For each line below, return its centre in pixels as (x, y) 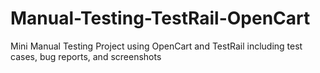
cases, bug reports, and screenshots (86, 56)
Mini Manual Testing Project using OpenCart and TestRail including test (156, 46)
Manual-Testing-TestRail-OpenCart (160, 18)
